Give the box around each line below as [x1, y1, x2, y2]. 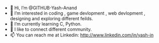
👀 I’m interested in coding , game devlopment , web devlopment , [10, 10, 145, 16]
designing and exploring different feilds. [10, 16, 93, 21]
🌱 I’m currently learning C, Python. [10, 21, 82, 27]
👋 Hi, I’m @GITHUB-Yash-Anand [10, 5, 77, 11]
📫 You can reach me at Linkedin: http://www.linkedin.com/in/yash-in [10, 32, 154, 38]
